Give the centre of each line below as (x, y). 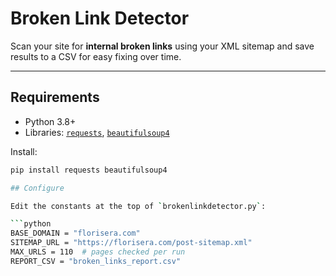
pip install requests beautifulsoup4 (89, 170)
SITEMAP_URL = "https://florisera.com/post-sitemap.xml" (131, 243)
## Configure (37, 188)
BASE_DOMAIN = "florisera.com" (75, 233)
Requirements (55, 97)
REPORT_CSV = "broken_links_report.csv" (96, 261)
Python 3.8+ (50, 121)
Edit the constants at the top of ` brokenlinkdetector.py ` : (138, 206)
